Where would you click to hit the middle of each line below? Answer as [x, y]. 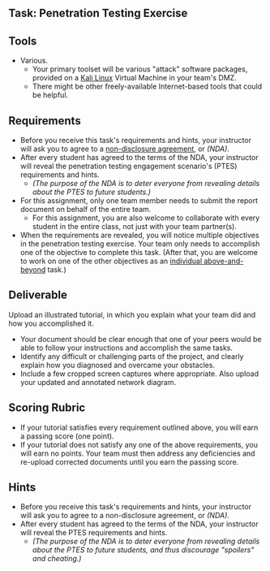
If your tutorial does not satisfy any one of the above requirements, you [139, 444]
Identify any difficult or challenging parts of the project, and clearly [132, 356]
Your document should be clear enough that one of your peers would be [141, 339]
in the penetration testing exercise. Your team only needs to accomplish [140, 244]
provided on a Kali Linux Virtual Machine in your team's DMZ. [134, 78]
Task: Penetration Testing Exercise [98, 13]
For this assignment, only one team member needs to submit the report [139, 201]
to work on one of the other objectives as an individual [111, 261]
